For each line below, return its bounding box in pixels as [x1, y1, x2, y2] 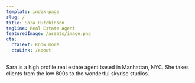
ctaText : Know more [11, 42, 60, 48]
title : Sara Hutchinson [6, 20, 65, 25]
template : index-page [6, 8, 60, 15]
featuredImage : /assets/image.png [6, 31, 92, 37]
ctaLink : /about [11, 47, 51, 53]
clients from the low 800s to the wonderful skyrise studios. [6, 69, 149, 77]
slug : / [6, 14, 25, 20]
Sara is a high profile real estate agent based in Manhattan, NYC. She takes [6, 63, 189, 71]
